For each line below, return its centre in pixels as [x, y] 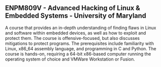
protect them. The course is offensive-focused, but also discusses [72, 38]
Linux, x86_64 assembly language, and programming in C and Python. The [81, 48]
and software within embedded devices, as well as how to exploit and [76, 33]
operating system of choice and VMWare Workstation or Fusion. [70, 59]
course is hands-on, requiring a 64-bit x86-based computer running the [78, 54]
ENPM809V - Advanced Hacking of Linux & [73, 8]
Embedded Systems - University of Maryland [76, 16]
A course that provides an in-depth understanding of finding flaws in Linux [81, 28]
